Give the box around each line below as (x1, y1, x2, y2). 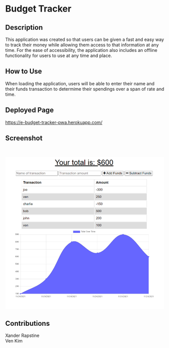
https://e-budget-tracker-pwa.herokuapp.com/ (5, 119, 102, 125)
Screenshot (5, 134, 43, 143)
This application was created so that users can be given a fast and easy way (5, 36, 164, 42)
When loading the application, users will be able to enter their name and (5, 80, 155, 86)
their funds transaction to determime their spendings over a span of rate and (5, 86, 164, 92)
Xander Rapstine (5, 332, 40, 338)
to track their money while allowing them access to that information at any (5, 42, 159, 48)
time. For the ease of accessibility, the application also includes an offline (5, 47, 157, 53)
